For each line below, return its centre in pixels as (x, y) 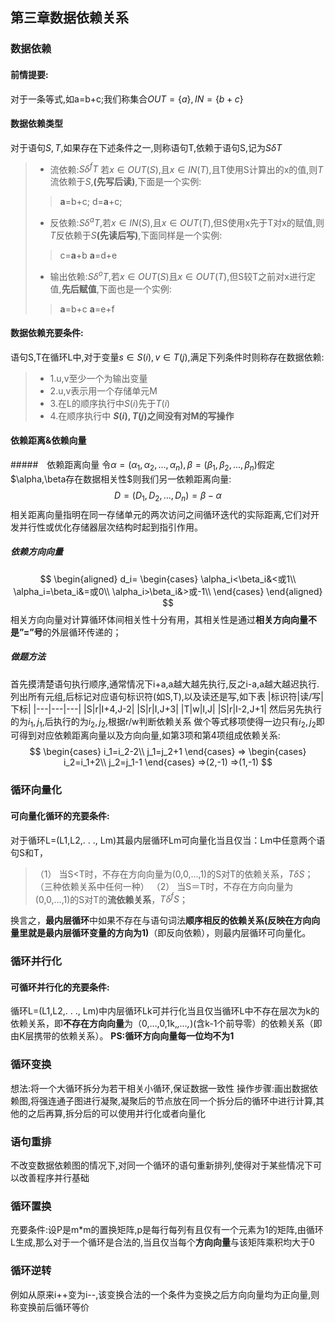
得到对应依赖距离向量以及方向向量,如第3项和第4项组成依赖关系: (149, 735)
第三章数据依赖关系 (69, 18)
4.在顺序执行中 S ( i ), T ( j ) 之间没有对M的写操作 (142, 415)
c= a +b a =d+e (88, 255)
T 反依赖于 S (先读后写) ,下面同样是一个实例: (136, 235)
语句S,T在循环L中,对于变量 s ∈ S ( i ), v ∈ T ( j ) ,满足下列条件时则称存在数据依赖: (167, 357)
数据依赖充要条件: (47, 333)
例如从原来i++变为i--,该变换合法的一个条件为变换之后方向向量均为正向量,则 (165, 1294)
